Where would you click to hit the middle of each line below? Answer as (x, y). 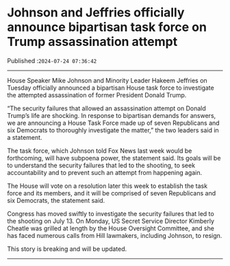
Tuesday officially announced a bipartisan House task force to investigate (111, 88)
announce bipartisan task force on (107, 27)
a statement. (25, 137)
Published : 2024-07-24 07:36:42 (52, 60)
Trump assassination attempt (92, 42)
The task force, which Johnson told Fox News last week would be (100, 150)
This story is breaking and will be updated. (67, 249)
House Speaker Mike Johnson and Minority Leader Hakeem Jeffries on (107, 80)
